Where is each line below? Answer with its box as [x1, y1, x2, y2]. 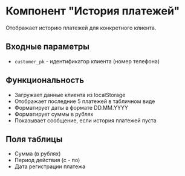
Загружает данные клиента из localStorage [14, 91, 126, 98]
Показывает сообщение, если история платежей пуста [14, 116, 157, 124]
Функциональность [5, 75, 85, 86]
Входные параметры [5, 42, 90, 52]
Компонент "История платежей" [5, 4, 180, 18]
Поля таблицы [5, 134, 63, 144]
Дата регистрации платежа [14, 163, 86, 170]
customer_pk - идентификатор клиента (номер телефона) [14, 57, 160, 64]
